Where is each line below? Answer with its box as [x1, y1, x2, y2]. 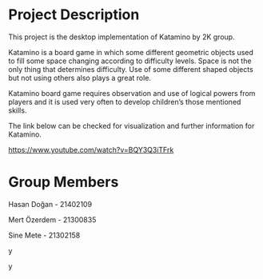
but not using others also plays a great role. [8, 73, 152, 82]
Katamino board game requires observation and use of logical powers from [8, 88, 256, 98]
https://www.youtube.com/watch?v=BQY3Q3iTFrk [8, 145, 174, 154]
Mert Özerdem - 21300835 [8, 214, 97, 225]
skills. [8, 106, 27, 115]
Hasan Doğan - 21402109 [8, 199, 93, 209]
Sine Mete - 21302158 [8, 230, 81, 240]
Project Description [8, 6, 140, 24]
